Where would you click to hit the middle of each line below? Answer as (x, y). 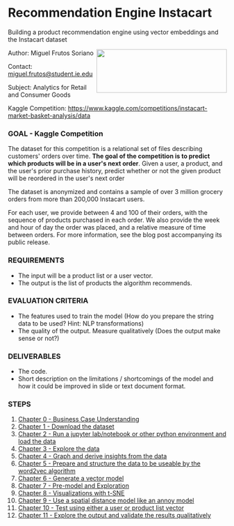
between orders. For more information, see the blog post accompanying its (115, 235)
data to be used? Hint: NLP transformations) (81, 323)
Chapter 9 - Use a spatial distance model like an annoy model (106, 501)
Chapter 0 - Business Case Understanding (78, 420)
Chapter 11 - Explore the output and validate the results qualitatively (114, 516)
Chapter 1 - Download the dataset (66, 427)
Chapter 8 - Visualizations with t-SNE (71, 493)
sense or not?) (39, 338)
